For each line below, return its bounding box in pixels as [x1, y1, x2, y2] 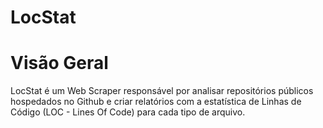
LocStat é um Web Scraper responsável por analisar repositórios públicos [10, 85, 314, 97]
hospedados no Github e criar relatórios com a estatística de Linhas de [10, 96, 302, 108]
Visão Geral [10, 52, 109, 75]
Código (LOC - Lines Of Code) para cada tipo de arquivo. [10, 106, 246, 118]
